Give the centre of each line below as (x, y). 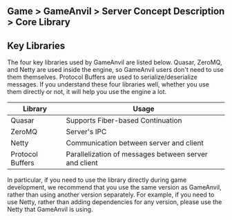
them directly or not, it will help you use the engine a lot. (87, 92)
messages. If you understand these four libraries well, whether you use (108, 84)
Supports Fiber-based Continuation (124, 120)
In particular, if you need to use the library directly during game (97, 180)
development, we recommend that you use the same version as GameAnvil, (115, 187)
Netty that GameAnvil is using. (50, 210)
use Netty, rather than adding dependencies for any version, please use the (115, 202)
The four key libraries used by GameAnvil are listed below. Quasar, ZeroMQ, (115, 62)
